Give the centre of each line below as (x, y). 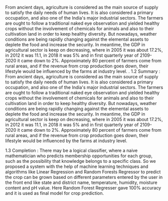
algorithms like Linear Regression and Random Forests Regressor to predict (83, 172)
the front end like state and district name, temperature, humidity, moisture (81, 182)
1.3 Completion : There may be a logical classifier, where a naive (71, 150)
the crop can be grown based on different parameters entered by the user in (84, 177)
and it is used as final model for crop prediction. (55, 193)
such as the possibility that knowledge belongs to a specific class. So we (81, 161)
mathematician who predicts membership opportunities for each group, (79, 156)
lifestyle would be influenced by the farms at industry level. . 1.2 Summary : (83, 71)
